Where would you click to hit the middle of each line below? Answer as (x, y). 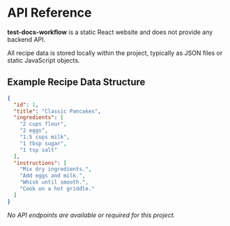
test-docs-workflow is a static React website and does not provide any (110, 32)
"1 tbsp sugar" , (44, 143)
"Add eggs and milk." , (53, 176)
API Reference (49, 13)
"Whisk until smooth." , (54, 182)
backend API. (26, 39)
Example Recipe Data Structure (76, 82)
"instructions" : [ (40, 163)
